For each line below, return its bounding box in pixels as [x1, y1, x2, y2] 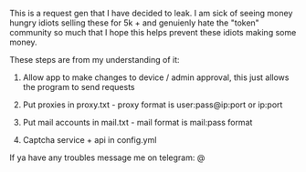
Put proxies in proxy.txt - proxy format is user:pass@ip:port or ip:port [22, 99, 283, 110]
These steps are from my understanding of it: [9, 55, 180, 65]
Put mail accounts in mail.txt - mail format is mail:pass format [22, 117, 253, 127]
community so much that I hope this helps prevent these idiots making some [9, 27, 297, 37]
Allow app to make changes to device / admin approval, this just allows [22, 72, 290, 83]
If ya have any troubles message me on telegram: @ [9, 152, 206, 163]
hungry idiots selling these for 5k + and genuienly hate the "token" [9, 17, 260, 28]
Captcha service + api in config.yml [22, 135, 157, 145]
